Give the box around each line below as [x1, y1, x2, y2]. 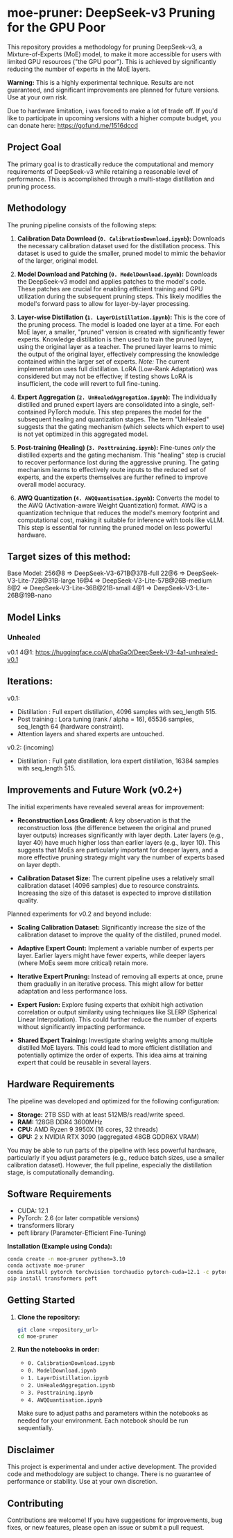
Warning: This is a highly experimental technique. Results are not [7, 78, 194, 86]
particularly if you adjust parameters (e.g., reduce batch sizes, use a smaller [7, 1153, 225, 1162]
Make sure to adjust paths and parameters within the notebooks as [17, 1409, 209, 1418]
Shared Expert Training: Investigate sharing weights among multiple [17, 1036, 214, 1044]
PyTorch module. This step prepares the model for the [47, 407, 202, 416]
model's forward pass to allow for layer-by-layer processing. [17, 299, 191, 307]
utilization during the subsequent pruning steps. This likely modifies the [17, 292, 222, 300]
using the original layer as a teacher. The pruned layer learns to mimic [17, 342, 217, 350]
